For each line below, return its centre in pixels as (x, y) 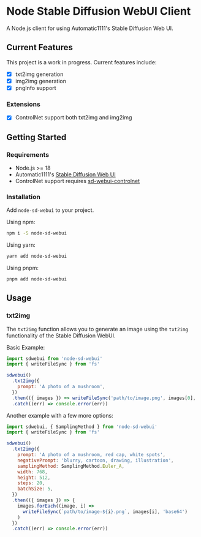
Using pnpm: (22, 268)
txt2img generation (39, 74)
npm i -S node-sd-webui (37, 233)
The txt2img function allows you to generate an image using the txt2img (97, 329)
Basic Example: (26, 347)
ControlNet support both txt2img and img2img (74, 118)
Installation (24, 197)
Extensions (24, 104)
